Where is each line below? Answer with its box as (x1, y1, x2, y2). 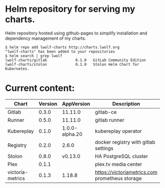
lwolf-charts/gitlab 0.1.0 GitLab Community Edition (5, 57, 146, 62)
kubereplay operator (95, 128, 142, 134)
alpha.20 (62, 131, 82, 137)
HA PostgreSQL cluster (95, 153, 148, 160)
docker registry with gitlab (95, 138, 156, 145)
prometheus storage (95, 175, 142, 182)
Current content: (5, 82, 75, 94)
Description (112, 100, 140, 107)
